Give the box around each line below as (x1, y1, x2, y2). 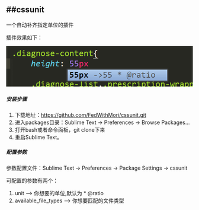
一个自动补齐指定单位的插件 (6, 21, 74, 28)
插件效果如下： (6, 34, 43, 41)
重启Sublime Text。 (14, 133, 63, 141)
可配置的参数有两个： (6, 177, 58, 184)
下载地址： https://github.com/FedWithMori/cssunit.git (14, 112, 147, 119)
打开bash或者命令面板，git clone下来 (14, 126, 105, 133)
